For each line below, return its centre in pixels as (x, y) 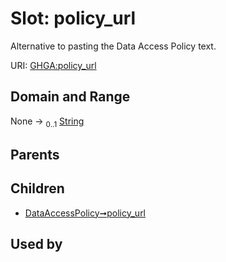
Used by (36, 244)
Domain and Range (70, 97)
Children (37, 188)
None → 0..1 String (47, 122)
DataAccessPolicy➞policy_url (85, 213)
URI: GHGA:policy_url (53, 65)
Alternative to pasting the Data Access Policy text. (113, 46)
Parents (35, 154)
